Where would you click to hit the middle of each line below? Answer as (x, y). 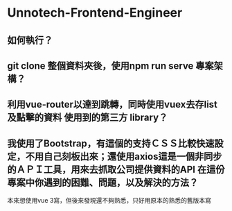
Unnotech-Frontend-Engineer (95, 13)
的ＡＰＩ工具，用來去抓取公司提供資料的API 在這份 (116, 169)
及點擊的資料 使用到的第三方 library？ (88, 118)
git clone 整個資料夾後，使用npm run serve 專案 (111, 66)
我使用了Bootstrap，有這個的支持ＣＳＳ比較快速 (111, 143)
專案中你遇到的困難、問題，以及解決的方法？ (103, 182)
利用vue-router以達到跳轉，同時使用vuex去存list (113, 104)
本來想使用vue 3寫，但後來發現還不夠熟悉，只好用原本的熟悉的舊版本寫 (109, 201)
